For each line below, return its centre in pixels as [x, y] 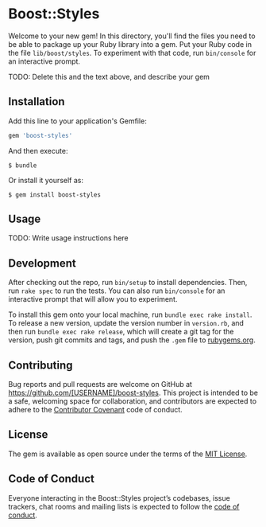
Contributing [40, 365]
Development [42, 263]
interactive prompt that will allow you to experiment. [93, 299]
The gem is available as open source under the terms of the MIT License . [128, 454]
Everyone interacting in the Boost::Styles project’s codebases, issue [119, 498]
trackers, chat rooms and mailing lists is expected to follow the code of [124, 506]
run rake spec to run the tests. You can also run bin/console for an [117, 291]
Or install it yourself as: [46, 180]
